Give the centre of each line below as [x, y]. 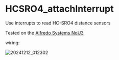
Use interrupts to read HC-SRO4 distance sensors [58, 23]
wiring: [13, 42]
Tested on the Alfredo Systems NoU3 [44, 33]
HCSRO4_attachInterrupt [59, 9]
